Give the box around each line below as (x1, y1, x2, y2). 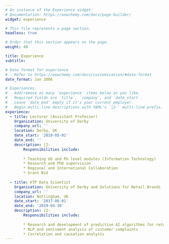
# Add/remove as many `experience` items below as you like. (5, 90, 141, 96)
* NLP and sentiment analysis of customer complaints (23, 227, 138, 232)
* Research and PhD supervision (23, 161, 92, 166)
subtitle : (5, 58, 26, 63)
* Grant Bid (23, 170, 49, 176)
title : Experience (5, 54, 44, 59)
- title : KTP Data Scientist (10, 180, 71, 185)
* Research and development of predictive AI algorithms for (23, 222, 154, 227)
